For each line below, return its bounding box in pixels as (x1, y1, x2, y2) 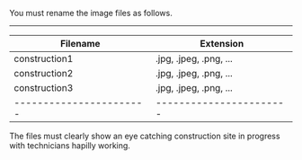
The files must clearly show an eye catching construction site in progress (9, 130, 280, 141)
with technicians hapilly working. (9, 140, 130, 151)
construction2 (13, 67, 74, 79)
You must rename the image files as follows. (9, 8, 173, 18)
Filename (59, 38, 101, 49)
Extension (200, 38, 244, 49)
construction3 (13, 82, 74, 93)
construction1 (13, 53, 74, 65)
